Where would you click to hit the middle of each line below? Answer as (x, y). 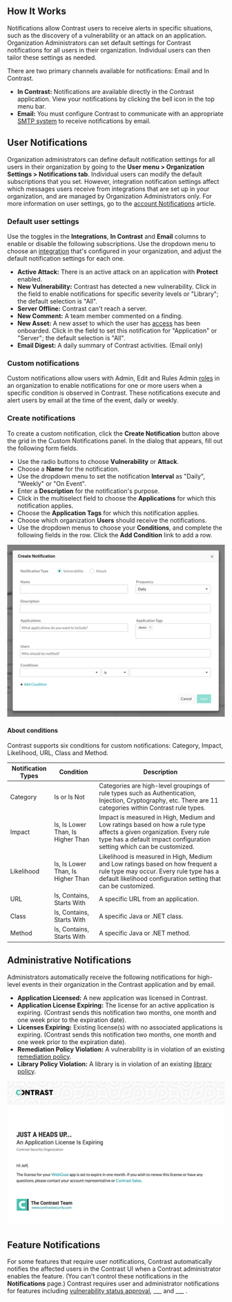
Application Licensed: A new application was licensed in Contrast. (112, 998)
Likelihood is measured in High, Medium (156, 856)
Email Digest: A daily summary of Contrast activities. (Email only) (110, 345)
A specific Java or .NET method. (145, 933)
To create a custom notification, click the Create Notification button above (113, 433)
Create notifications (41, 418)
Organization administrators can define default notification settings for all (111, 159)
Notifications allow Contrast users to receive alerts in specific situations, (110, 28)
